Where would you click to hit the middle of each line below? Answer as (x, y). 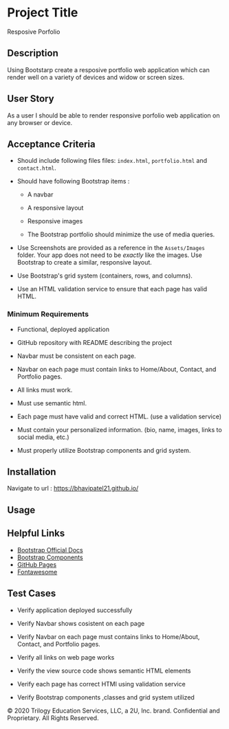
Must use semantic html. (52, 403)
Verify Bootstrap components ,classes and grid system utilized (106, 697)
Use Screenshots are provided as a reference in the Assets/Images (111, 248)
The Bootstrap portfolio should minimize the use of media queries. (121, 234)
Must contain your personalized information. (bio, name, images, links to (119, 429)
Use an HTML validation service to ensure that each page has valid (112, 289)
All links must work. (45, 390)
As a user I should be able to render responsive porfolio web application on (113, 115)
